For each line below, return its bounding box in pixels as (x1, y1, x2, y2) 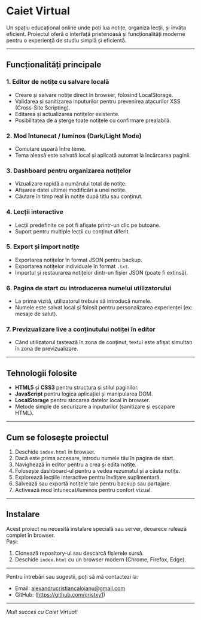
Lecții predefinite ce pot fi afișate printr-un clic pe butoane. (14, 221, 161, 229)
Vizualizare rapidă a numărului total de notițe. (14, 180, 127, 187)
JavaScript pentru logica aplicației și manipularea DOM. (14, 390, 153, 397)
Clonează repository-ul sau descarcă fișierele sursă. (14, 549, 144, 557)
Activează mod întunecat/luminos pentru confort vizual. (14, 487, 153, 494)
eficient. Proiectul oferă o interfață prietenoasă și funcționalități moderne (6, 30, 185, 37)
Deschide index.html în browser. (14, 448, 96, 455)
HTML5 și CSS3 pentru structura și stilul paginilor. (14, 384, 139, 391)
